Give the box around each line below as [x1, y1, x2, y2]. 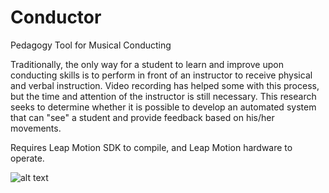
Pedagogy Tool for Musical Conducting [10, 39, 172, 51]
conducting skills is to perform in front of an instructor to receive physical [10, 69, 313, 81]
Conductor [10, 6, 102, 29]
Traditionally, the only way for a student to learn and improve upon [10, 58, 284, 70]
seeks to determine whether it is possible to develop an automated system [10, 101, 317, 113]
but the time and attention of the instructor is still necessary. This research [10, 90, 317, 102]
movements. [10, 122, 62, 134]
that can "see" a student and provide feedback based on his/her [10, 111, 275, 123]
